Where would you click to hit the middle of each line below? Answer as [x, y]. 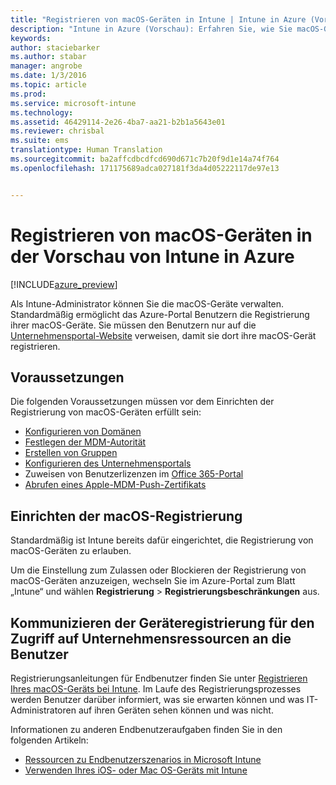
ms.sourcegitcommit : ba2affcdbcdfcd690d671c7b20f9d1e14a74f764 [145, 159]
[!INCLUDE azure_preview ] [64, 284]
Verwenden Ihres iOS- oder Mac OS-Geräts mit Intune [136, 770]
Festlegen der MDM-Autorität [85, 442]
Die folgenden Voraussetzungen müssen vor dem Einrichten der [142, 402]
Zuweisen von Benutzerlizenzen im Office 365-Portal [134, 474]
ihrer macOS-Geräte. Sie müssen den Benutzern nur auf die [133, 325]
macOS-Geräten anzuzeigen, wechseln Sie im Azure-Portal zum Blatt [153, 581]
